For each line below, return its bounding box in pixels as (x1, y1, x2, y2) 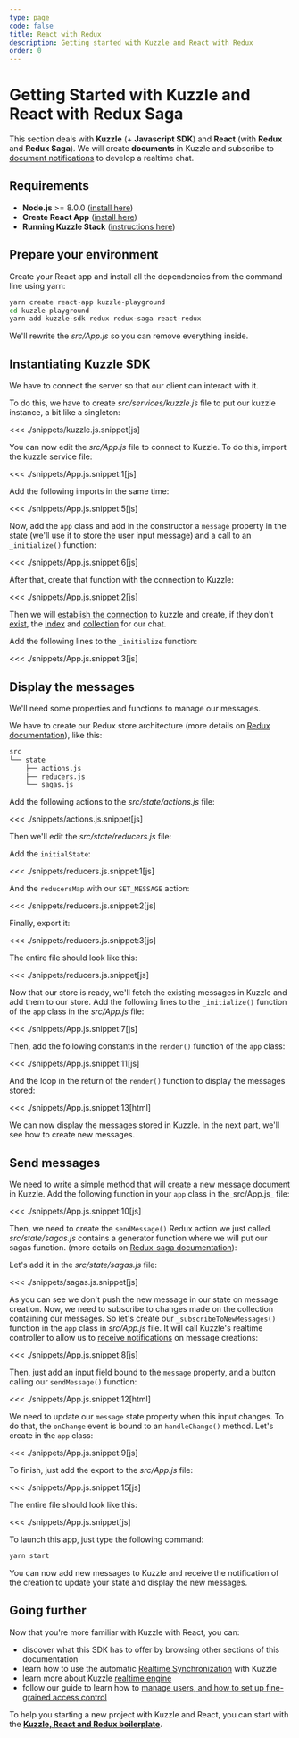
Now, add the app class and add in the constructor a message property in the (9, 521, 287, 532)
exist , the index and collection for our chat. (9, 618, 167, 629)
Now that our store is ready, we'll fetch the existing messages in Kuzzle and (9, 987, 287, 998)
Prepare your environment (9, 247, 159, 262)
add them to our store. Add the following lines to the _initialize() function (9, 997, 287, 1008)
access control (52, 1691, 107, 1702)
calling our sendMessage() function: (9, 1376, 137, 1387)
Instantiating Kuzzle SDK (9, 356, 151, 371)
